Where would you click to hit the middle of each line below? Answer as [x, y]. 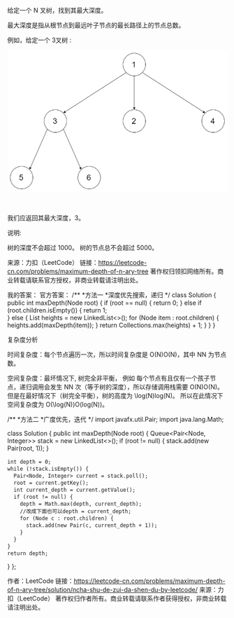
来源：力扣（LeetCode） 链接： [53, 262]
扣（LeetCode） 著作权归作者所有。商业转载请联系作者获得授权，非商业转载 [117, 598]
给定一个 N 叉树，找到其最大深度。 [57, 10]
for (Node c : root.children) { [67, 518]
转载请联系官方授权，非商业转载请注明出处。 [77, 280]
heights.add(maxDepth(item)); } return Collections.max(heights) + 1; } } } [111, 325]
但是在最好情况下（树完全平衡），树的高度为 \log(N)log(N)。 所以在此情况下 [115, 395]
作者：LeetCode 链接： [41, 581]
